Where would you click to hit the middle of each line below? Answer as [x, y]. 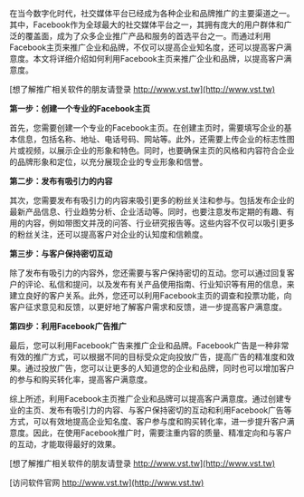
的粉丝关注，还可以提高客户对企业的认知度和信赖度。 [109, 234]
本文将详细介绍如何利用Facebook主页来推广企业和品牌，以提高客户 [158, 58]
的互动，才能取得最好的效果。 [65, 444]
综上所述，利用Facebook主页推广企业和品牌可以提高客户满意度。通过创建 [147, 399]
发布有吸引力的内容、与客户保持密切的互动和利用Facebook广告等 [170, 410]
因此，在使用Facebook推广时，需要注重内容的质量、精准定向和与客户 [162, 433]
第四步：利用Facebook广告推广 [68, 326]
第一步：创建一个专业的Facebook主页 [80, 108]
